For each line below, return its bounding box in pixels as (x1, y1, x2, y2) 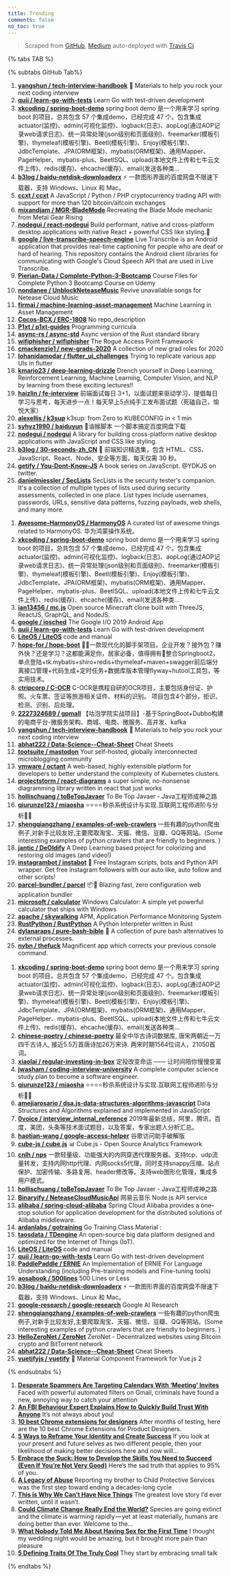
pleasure (17, 1542, 43, 1550)
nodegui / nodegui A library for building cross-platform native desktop (17, 430, 218, 438)
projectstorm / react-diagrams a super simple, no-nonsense (17, 777, 190, 785)
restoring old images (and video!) (17, 851, 112, 859)
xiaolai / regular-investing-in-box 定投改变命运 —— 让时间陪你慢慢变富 (17, 1058, 222, 1066)
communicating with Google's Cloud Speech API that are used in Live (17, 257, 214, 265)
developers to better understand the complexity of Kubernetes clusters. (17, 770, 220, 778)
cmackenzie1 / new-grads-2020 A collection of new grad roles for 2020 (17, 345, 224, 353)
